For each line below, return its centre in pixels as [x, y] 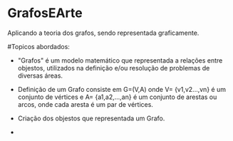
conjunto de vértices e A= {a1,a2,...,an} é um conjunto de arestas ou [117, 97]
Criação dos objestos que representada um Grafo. [91, 118]
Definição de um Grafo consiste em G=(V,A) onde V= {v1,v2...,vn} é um [122, 89]
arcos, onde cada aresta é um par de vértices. [85, 104]
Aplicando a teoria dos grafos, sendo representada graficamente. [103, 33]
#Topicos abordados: [38, 46]
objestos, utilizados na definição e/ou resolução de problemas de [114, 68]
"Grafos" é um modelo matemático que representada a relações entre [120, 60]
